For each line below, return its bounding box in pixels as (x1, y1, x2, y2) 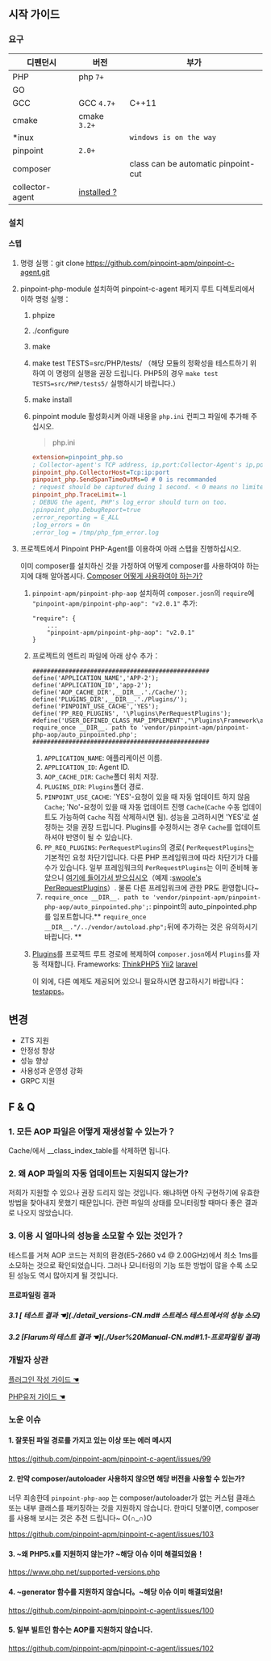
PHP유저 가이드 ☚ (8, 1392, 66, 1401)
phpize (31, 310, 56, 319)
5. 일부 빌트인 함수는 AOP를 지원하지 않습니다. (8, 1625, 153, 1635)
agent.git (19, 267, 50, 277)
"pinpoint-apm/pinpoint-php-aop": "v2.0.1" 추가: (31, 598, 198, 608)
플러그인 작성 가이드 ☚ (8, 1374, 80, 1384)
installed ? (78, 186, 117, 197)
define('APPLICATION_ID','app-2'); (31, 682, 152, 690)
